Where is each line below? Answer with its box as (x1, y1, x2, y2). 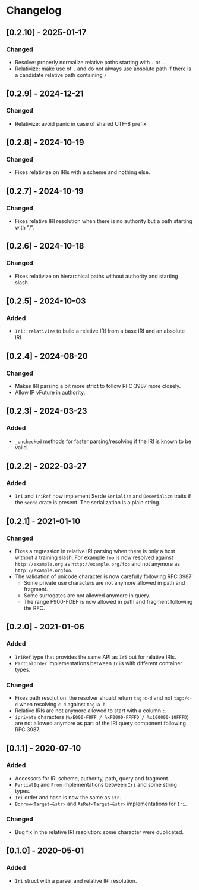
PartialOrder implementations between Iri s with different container (14, 659, 183, 666)
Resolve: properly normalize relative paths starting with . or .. (14, 58, 168, 66)
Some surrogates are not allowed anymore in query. (23, 592, 151, 599)
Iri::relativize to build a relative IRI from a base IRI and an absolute (14, 327, 185, 334)
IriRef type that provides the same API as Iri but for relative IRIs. (14, 653, 176, 660)
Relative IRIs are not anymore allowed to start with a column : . (14, 707, 167, 714)
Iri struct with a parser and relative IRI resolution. (14, 877, 137, 884)
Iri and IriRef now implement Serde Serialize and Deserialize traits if (14, 492, 191, 500)
